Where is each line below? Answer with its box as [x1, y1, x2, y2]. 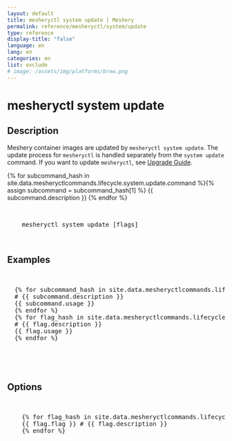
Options [7, 381, 43, 393]
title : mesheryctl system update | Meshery [7, 17, 135, 23]
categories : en [7, 55, 51, 62]
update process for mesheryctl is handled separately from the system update [7, 150, 224, 159]
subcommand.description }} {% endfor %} [7, 193, 128, 202]
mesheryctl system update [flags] [21, 220, 139, 228]
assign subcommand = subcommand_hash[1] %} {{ [7, 186, 153, 194]
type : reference [7, 29, 54, 37]
